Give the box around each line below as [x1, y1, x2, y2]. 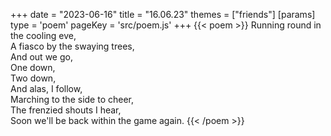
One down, [10, 62, 56, 73]
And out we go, [10, 51, 73, 63]
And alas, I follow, [10, 83, 83, 94]
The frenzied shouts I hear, [10, 104, 122, 116]
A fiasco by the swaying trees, [10, 40, 135, 52]
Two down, [10, 72, 57, 84]
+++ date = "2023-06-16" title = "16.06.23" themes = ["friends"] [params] [10, 9, 316, 20]
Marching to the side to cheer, [10, 94, 134, 105]
